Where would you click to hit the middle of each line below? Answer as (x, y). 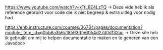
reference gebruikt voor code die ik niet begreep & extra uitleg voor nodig (80, 12)
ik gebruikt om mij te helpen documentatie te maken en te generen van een (82, 38)
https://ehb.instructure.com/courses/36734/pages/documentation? (74, 27)
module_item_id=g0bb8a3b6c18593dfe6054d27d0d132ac (64, 32)
